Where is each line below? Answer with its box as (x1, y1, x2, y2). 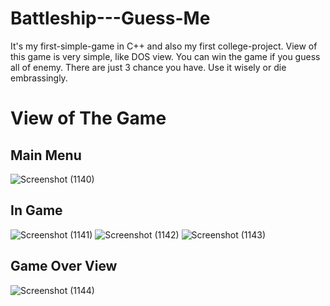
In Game (10, 202, 63, 219)
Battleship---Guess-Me (10, 7, 211, 30)
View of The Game (10, 107, 167, 130)
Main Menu (10, 147, 82, 164)
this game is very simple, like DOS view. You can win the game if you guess (10, 50, 321, 62)
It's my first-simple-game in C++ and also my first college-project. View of (10, 40, 318, 52)
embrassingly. (10, 72, 68, 84)
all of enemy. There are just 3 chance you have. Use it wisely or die (10, 61, 287, 73)
